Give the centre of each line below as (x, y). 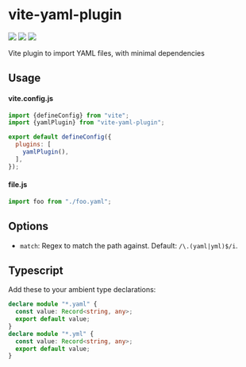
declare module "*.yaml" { (53, 304)
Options (29, 226)
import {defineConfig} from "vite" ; (69, 115)
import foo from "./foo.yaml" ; (60, 201)
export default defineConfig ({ (60, 137)
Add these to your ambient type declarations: (82, 290)
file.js (18, 185)
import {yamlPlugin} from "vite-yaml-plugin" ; (86, 123)
